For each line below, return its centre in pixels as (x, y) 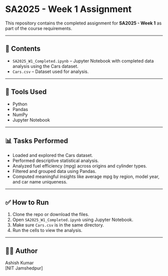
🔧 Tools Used (26, 92)
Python (20, 104)
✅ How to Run (27, 202)
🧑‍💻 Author (21, 251)
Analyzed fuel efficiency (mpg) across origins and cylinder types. (80, 166)
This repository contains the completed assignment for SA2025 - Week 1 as (83, 23)
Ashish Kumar (19, 263)
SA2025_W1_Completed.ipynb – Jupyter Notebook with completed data (83, 60)
